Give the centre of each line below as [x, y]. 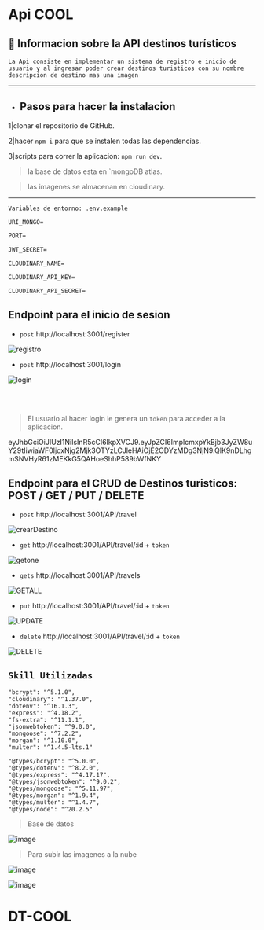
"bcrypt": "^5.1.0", [42, 693]
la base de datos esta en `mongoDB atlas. [95, 171]
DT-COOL [40, 917]
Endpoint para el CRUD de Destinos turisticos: [123, 484]
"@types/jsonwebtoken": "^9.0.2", [65, 782]
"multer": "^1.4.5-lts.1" [50, 748]
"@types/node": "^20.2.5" [50, 810]
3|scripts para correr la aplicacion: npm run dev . [85, 156]
